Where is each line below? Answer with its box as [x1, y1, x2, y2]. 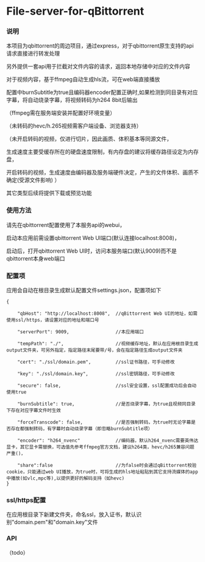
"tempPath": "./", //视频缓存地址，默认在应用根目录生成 [17, 340, 198, 347]
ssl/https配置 [6, 496, 46, 504]
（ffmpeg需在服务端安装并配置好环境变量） [6, 109, 116, 117]
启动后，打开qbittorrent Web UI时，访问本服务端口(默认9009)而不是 [6, 247, 177, 254]
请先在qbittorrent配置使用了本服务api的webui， [6, 221, 125, 228]
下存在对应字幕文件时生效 [6, 408, 61, 414]
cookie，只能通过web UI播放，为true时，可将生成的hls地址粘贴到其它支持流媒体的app [6, 469, 198, 475]
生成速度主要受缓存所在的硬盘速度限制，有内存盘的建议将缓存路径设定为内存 [6, 148, 199, 156]
